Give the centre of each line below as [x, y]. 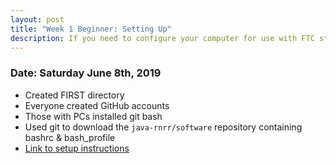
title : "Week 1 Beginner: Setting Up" [91, 29]
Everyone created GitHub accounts [97, 105]
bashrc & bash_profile [70, 137]
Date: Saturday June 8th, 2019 [86, 73]
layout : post [37, 19]
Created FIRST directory [74, 95]
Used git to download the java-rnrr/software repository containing [163, 127]
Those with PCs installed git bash [93, 116]
